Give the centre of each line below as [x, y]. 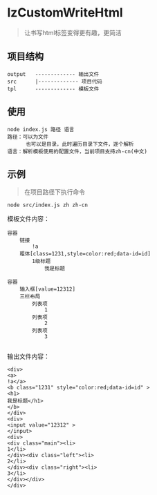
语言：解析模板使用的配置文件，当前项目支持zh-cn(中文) [77, 151]
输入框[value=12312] [48, 289]
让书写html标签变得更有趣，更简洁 [73, 32]
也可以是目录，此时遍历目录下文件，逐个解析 [80, 144]
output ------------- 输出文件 [53, 74]
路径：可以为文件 [28, 137]
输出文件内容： [28, 356]
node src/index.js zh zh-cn [48, 205]
